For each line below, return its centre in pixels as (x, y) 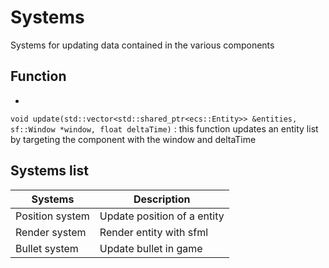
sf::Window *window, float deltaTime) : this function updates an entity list (164, 128)
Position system (52, 216)
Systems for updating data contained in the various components (142, 45)
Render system (51, 232)
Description (162, 199)
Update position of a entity (162, 216)
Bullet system (47, 248)
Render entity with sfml (154, 232)
